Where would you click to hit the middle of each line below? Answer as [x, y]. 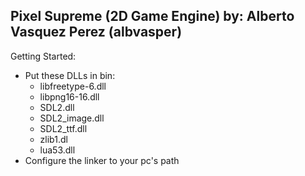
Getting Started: [43, 56]
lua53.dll [57, 150]
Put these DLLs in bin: [70, 75]
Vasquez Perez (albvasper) [96, 32]
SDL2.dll [57, 107]
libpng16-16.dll [69, 96]
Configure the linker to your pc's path [102, 160]
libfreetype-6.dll [73, 86]
